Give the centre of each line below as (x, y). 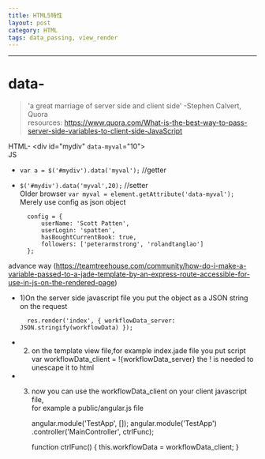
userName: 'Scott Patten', (85, 224)
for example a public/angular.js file (88, 408)
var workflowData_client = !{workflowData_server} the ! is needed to (142, 359)
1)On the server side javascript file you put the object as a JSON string (134, 298)
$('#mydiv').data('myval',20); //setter (84, 186)
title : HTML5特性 (35, 15)
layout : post (30, 23)
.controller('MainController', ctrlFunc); (93, 432)
